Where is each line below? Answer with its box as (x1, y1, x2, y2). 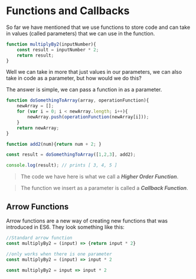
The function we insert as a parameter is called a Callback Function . (20, 185, 188, 192)
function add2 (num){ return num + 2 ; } (6, 141, 102, 147)
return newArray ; (17, 125, 60, 131)
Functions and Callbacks (6, 4, 130, 18)
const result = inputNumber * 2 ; (17, 47, 99, 52)
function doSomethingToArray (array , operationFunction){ (6, 97, 149, 104)
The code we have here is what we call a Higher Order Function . (20, 173, 179, 180)
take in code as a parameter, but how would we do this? (6, 75, 142, 82)
